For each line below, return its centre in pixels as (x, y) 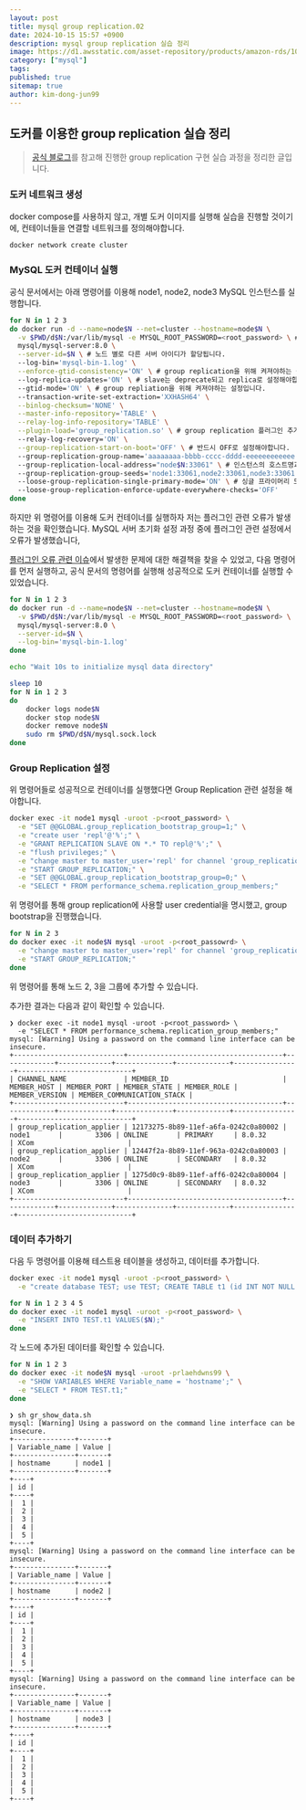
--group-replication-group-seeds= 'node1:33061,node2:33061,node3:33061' (158, 473)
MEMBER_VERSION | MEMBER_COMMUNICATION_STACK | (102, 1095)
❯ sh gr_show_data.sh (51, 1415)
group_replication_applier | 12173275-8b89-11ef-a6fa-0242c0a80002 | (152, 1127)
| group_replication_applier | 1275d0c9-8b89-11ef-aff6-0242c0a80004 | (148, 1174)
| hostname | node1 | (61, 1463)
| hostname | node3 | (61, 1719)
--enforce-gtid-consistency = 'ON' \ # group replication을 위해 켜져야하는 (155, 372)
